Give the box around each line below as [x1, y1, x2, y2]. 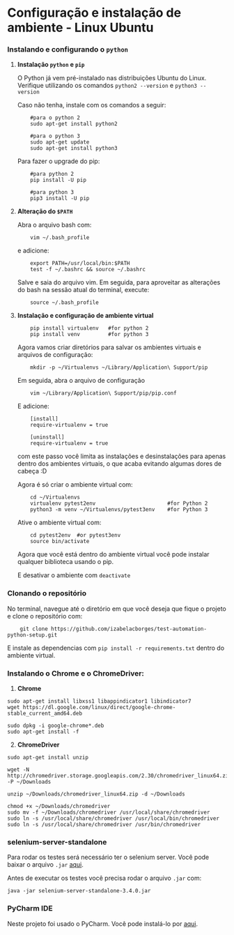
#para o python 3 [30, 132, 80, 140]
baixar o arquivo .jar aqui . [7, 860, 84, 869]
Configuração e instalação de [7, 5, 182, 21]
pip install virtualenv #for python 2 [30, 325, 149, 332]
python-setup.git [7, 631, 58, 639]
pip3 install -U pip [30, 195, 90, 202]
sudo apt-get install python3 [30, 145, 118, 152]
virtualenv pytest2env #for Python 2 [30, 500, 208, 507]
